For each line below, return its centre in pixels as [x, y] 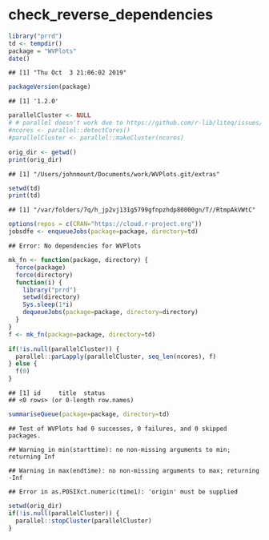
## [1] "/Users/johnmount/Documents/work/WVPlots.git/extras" [114, 174]
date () [19, 58]
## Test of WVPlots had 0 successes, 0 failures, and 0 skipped [118, 429]
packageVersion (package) [50, 87]
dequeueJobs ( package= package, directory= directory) [110, 312]
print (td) [25, 195]
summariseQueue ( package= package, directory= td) [89, 414]
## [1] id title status [57, 393]
